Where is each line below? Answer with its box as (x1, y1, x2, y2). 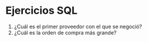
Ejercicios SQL (5, 4, 78, 17)
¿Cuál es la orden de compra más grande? (14, 29, 117, 36)
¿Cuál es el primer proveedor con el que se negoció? (14, 23, 142, 30)
